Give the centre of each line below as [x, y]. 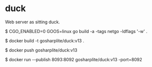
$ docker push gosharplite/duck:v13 [41, 50]
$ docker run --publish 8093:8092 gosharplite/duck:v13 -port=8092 [74, 59]
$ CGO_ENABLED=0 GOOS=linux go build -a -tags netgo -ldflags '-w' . [76, 31]
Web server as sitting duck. [32, 22]
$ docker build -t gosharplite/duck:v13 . [45, 41]
